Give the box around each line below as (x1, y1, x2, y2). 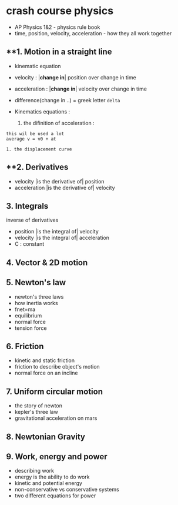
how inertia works (14, 299, 58, 306)
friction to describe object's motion (14, 363, 100, 370)
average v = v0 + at (6, 136, 57, 142)
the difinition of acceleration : (23, 119, 95, 126)
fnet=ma (14, 306, 36, 313)
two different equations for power (14, 492, 96, 499)
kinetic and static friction (14, 357, 75, 364)
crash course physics (6, 4, 113, 18)
